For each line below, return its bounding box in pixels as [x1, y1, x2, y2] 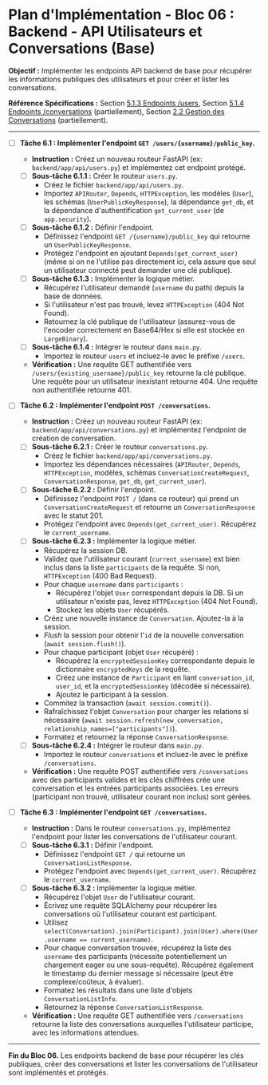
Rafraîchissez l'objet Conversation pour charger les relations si [43, 706, 249, 716]
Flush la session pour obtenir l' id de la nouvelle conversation [43, 630, 245, 640]
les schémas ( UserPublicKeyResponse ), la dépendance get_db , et [43, 197, 254, 207]
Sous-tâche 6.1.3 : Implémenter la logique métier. [31, 274, 195, 284]
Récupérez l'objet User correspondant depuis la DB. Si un [55, 588, 244, 598]
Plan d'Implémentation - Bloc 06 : [8, 6, 235, 24]
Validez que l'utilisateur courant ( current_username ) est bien [43, 554, 240, 563]
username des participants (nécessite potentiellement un [43, 951, 227, 961]
